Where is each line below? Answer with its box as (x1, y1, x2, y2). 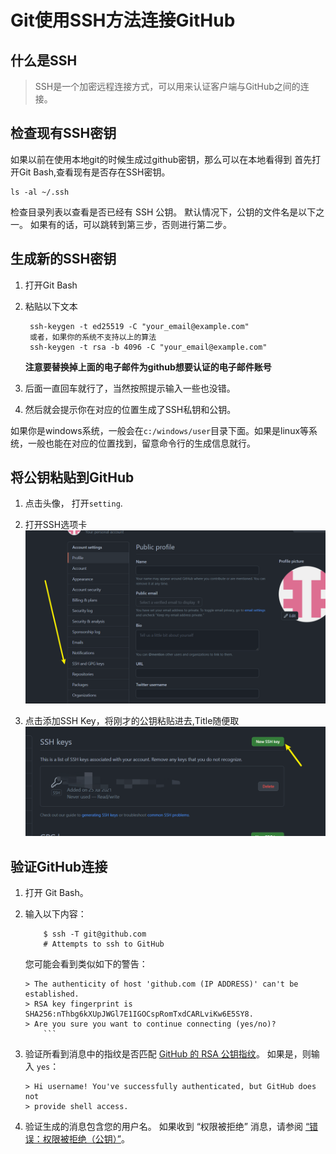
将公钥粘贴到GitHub (10, 469, 135, 486)
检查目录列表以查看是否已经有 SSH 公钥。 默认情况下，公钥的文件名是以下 (10, 206, 317, 218)
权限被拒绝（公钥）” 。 (42, 1133, 130, 1145)
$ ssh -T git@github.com (43, 929, 147, 940)
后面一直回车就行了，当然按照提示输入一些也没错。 (24, 382, 236, 394)
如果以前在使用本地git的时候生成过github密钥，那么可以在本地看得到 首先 (10, 153, 313, 165)
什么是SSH (10, 52, 78, 69)
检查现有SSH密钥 (10, 125, 117, 142)
